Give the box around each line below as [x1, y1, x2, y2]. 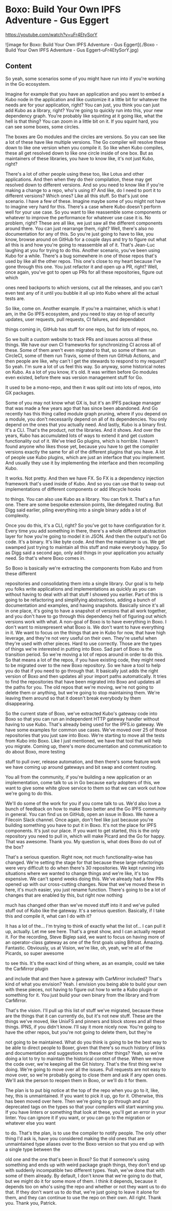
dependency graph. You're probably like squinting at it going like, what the [5, 112, 163, 119]
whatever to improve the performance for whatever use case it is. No [5, 214, 151, 220]
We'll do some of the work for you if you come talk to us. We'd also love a [5, 800, 161, 806]
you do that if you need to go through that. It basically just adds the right [5, 668, 159, 674]
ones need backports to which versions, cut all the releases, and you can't [5, 284, 163, 291]
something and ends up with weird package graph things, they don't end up [5, 1162, 166, 1168]
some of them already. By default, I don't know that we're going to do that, [5, 1172, 163, 1179]
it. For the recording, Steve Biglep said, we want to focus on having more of [5, 934, 165, 940]
